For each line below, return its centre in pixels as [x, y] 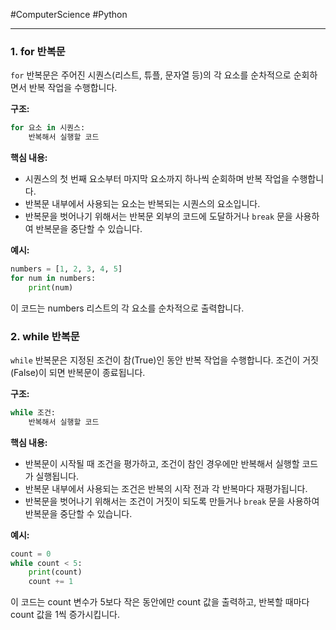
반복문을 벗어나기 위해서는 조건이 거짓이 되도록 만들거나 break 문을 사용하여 [172, 501]
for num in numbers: [53, 278]
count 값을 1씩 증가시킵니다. [65, 615]
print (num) [51, 287]
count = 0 [31, 554]
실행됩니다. [57, 476]
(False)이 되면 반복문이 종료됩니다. [78, 372]
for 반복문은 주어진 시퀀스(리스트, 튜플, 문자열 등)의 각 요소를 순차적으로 [151, 75]
